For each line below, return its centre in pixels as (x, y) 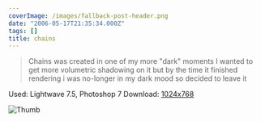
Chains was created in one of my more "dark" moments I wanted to (141, 61)
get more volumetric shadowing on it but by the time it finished (133, 70)
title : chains (32, 38)
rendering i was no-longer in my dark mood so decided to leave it (137, 78)
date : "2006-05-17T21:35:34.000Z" (67, 23)
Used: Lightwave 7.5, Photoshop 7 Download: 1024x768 (101, 95)
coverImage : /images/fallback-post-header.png (88, 16)
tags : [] (23, 31)
